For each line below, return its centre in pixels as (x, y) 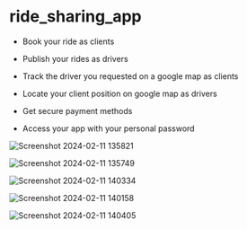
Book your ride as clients (68, 41)
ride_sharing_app (75, 17)
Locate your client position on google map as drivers (119, 93)
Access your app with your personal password (108, 128)
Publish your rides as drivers (75, 58)
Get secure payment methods (77, 110)
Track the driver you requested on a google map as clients (130, 76)
